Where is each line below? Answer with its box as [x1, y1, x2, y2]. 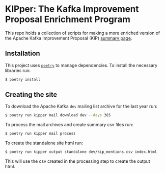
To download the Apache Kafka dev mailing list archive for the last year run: [5, 104, 158, 109]
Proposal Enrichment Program [5, 14, 131, 25]
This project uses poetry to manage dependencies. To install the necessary [5, 62, 158, 68]
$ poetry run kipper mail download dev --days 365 [5, 113, 111, 118]
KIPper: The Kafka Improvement [5, 3, 139, 15]
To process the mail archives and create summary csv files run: [5, 122, 134, 128]
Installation [5, 49, 40, 58]
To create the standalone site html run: [5, 140, 83, 146]
